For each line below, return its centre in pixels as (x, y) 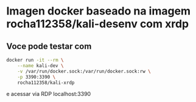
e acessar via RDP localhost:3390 (49, 94)
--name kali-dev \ (40, 65)
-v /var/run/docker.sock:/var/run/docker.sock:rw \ (84, 71)
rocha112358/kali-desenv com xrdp (98, 24)
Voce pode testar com (49, 46)
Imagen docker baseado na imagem (98, 11)
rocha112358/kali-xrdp (46, 83)
